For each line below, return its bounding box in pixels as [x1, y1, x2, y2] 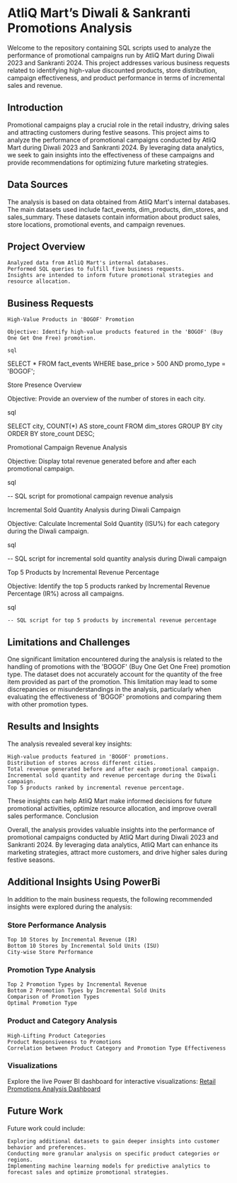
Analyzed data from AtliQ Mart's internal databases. [7, 259, 170, 267]
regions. [7, 1156, 33, 1163]
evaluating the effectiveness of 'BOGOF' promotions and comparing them [7, 693, 221, 701]
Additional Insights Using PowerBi [7, 876, 161, 888]
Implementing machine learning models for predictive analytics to [7, 1162, 211, 1170]
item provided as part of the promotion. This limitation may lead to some [7, 678, 218, 685]
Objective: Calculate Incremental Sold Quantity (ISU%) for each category [7, 520, 220, 528]
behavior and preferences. [7, 1143, 87, 1151]
